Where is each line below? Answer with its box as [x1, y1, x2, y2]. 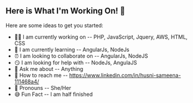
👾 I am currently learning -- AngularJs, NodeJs [14, 46, 130, 53]
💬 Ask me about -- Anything [14, 65, 84, 72]
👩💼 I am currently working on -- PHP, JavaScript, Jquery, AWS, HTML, [14, 33, 188, 40]
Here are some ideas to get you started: [5, 21, 104, 29]
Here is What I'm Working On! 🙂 [5, 6, 125, 16]
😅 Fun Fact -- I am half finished [14, 90, 93, 98]
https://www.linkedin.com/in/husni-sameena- [69, 71, 181, 79]
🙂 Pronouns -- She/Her [14, 84, 71, 91]
